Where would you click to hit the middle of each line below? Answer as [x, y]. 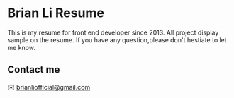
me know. [21, 47]
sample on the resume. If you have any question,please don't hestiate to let [117, 39]
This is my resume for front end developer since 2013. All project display [113, 32]
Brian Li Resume [56, 13]
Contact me [34, 69]
